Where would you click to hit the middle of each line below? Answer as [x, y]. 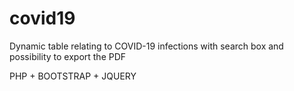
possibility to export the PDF [68, 56]
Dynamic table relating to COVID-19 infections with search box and [146, 46]
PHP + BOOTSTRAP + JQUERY [73, 76]
